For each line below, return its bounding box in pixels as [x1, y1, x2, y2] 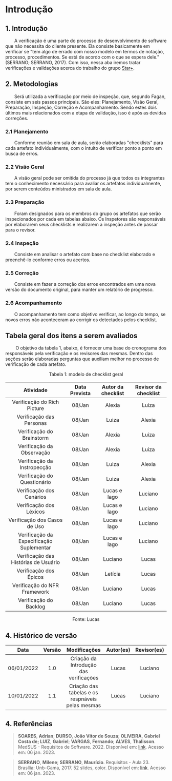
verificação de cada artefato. [5, 361, 67, 367]
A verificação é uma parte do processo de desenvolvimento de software [14, 37, 167, 44]
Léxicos [26, 508, 45, 515]
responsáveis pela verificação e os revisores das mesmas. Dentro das [5, 350, 153, 357]
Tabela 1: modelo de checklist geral [49, 371, 123, 378]
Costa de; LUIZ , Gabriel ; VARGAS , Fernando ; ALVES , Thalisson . [17, 738, 156, 745]
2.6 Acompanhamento [5, 299, 62, 306]
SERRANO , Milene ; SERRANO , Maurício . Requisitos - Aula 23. [17, 759, 150, 766]
